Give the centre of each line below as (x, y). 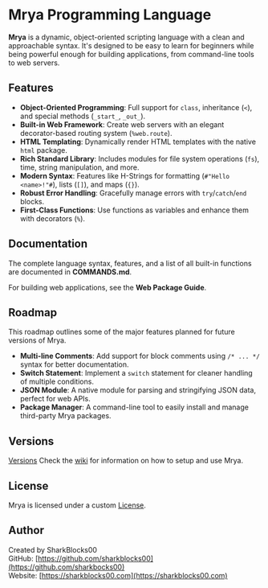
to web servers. (34, 63)
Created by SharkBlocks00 (53, 549)
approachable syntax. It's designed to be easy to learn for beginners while (131, 45)
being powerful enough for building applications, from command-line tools (131, 54)
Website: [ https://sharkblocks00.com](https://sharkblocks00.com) (118, 575)
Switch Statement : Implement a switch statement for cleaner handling (136, 373)
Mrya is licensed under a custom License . (77, 505)
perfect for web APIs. (55, 399)
